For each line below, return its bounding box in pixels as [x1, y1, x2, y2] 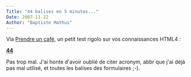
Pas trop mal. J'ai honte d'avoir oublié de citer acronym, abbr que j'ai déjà [6, 58, 186, 65]
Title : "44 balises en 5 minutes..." [6, 8, 99, 15]
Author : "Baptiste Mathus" [6, 19, 73, 25]
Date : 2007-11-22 [6, 14, 49, 20]
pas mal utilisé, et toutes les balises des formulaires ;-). [6, 65, 140, 72]
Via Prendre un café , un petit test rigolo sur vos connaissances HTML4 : [6, 36, 181, 43]
